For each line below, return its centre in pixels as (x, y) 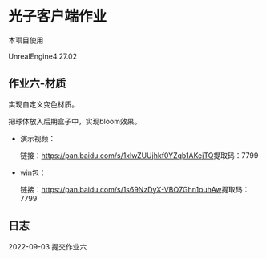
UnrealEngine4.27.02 (43, 56)
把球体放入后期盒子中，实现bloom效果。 (75, 121)
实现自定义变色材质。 (43, 104)
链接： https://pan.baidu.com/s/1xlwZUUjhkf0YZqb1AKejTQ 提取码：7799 (139, 155)
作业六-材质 (37, 84)
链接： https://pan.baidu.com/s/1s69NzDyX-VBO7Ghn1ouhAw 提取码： (135, 189)
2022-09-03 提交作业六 (48, 246)
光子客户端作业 (58, 16)
